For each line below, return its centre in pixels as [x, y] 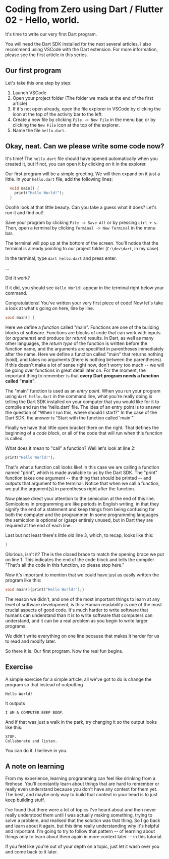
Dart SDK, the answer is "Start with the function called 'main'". [70, 418]
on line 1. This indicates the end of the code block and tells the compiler [80, 559]
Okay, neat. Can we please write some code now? [85, 146]
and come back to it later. [32, 852]
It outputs [15, 703]
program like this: [23, 580]
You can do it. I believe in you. [36, 750]
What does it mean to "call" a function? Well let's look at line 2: [70, 448]
